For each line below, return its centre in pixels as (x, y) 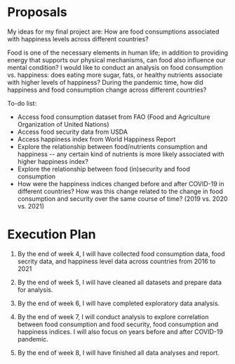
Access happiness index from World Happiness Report (96, 139)
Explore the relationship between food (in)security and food (104, 169)
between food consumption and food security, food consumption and (118, 324)
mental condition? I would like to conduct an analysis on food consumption (115, 67)
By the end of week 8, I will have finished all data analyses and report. (118, 352)
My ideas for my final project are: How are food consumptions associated (113, 31)
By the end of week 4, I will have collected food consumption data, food (121, 253)
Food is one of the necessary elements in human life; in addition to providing (118, 52)
